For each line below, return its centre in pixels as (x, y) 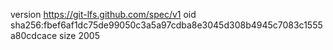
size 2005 (79, 35)
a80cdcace (34, 35)
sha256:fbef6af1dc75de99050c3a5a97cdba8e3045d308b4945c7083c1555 (166, 25)
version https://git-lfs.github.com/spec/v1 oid (103, 14)
